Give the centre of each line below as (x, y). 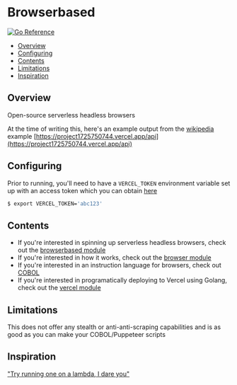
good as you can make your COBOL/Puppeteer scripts (87, 335)
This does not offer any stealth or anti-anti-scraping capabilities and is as (114, 327)
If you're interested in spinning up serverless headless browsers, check (122, 243)
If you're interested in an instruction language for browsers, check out (119, 265)
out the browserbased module (62, 250)
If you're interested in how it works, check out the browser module (114, 258)
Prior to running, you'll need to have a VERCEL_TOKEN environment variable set (119, 183)
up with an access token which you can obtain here (82, 190)
